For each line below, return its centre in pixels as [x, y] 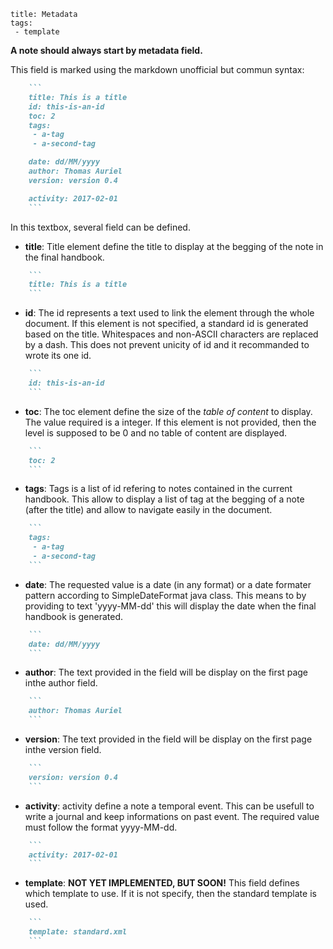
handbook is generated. [74, 616]
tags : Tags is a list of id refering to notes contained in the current [158, 489]
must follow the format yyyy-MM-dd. [101, 827]
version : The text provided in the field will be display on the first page [168, 739]
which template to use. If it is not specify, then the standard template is [170, 894]
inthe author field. [61, 683]
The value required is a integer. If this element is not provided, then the [170, 422]
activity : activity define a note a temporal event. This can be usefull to [169, 806]
